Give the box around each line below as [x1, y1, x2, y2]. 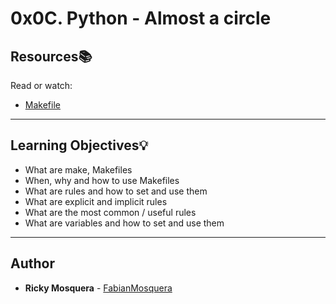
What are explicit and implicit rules [24, 195, 168, 207]
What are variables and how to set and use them [24, 217, 225, 229]
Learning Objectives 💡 [10, 137, 149, 154]
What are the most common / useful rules [24, 206, 197, 218]
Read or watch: [10, 80, 73, 91]
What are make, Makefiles [24, 163, 133, 176]
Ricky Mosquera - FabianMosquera [24, 282, 173, 294]
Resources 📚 [10, 48, 93, 65]
